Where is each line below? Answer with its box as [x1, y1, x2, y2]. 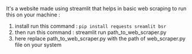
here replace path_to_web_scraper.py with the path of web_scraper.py [14, 35, 186, 42]
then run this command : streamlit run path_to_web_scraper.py [14, 29, 167, 36]
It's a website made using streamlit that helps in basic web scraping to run [6, 5, 187, 12]
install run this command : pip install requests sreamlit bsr [14, 23, 167, 29]
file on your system [14, 41, 62, 48]
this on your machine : [6, 11, 60, 18]
